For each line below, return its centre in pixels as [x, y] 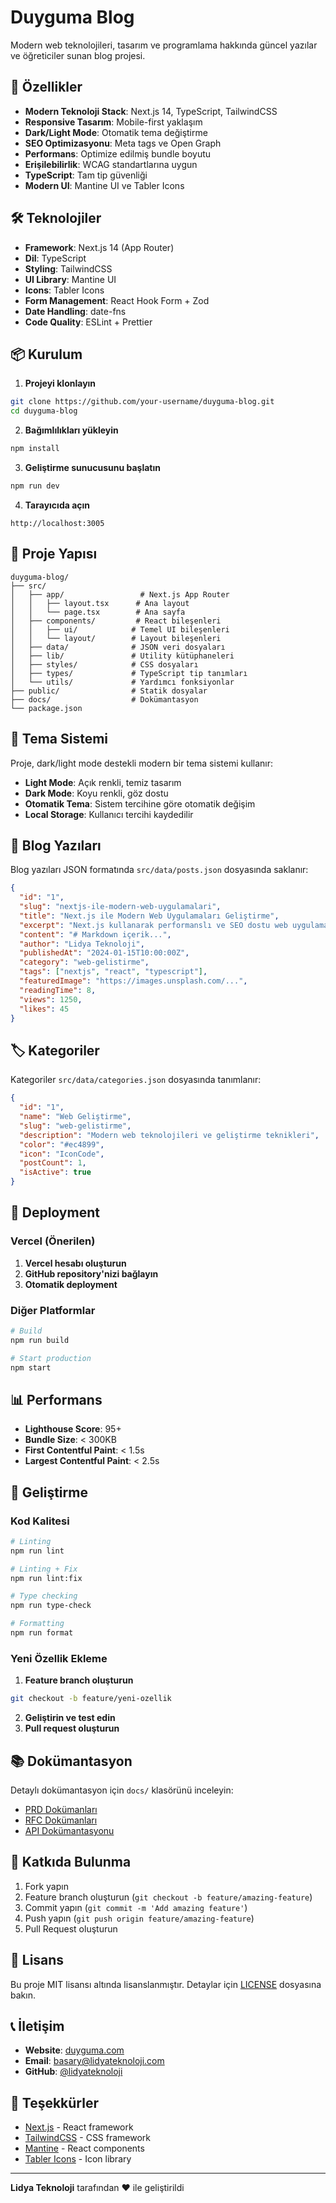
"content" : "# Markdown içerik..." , [95, 934]
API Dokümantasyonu [69, 1830]
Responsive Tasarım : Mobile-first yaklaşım [113, 122]
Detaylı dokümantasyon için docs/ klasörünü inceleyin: [122, 1790]
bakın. [23, 1995]
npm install [35, 449]
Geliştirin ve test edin [70, 1718]
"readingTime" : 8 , [58, 990]
